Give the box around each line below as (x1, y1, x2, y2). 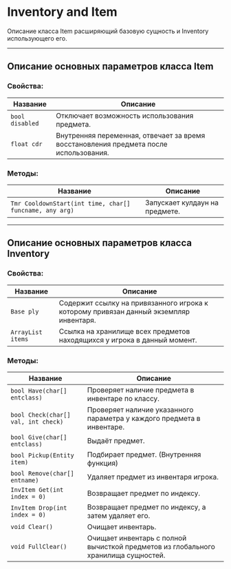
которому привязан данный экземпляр (58, 307, 190, 316)
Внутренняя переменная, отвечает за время (56, 130, 206, 140)
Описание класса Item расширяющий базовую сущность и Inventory (7, 27, 209, 35)
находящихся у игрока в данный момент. (58, 335, 197, 344)
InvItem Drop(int (10, 504, 67, 512)
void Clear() (10, 523, 54, 530)
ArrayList (10, 328, 43, 336)
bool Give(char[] (10, 433, 67, 441)
